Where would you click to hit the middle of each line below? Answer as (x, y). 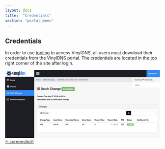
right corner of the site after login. (39, 63)
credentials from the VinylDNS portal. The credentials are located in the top (81, 58)
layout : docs (18, 10)
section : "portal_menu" (29, 21)
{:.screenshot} (20, 141)
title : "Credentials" (28, 15)
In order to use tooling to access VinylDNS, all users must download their (79, 53)
